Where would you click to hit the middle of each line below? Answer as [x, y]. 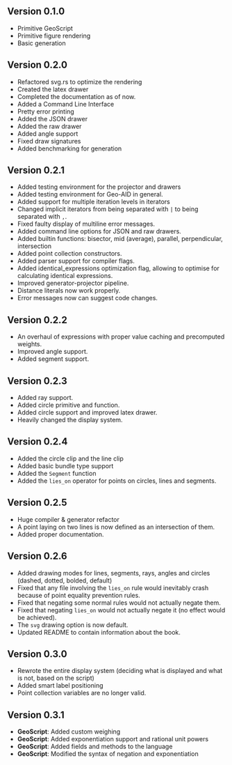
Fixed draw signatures [49, 141]
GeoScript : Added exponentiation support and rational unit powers [113, 739]
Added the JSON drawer [52, 118]
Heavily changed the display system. [70, 420]
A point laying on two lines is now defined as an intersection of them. [116, 527]
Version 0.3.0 [37, 654]
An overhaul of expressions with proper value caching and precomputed [121, 337]
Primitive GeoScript [45, 28]
